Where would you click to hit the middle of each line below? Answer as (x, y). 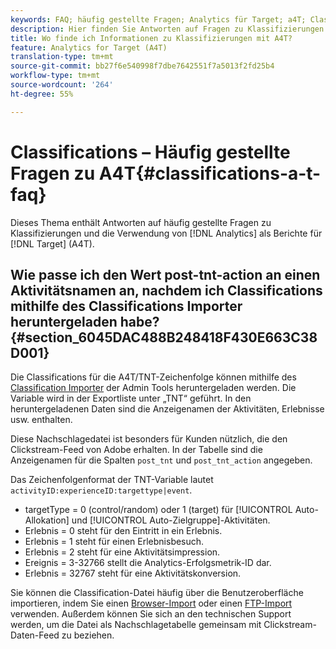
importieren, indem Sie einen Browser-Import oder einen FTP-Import (151, 603)
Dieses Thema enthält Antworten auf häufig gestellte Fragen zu (141, 222)
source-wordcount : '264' (62, 85)
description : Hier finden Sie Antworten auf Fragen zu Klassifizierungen (167, 29)
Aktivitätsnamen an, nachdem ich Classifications (166, 290)
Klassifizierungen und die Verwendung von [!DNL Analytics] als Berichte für (166, 233)
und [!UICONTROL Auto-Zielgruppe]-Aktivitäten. (171, 520)
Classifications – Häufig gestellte (150, 152)
